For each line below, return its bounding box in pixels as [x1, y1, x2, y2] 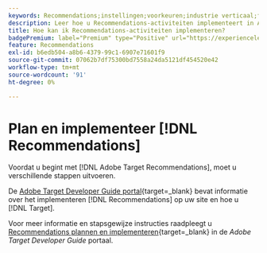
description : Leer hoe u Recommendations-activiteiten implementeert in [8, 19, 254, 27]
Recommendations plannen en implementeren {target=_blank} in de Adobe [8, 228, 252, 237]
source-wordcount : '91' [8, 71, 87, 79]
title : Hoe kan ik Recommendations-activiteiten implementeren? [8, 26, 226, 34]
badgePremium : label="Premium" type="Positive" [8, 33, 169, 42]
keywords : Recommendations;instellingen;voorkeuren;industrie [8, 11, 219, 20]
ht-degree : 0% [8, 78, 56, 86]
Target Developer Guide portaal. [8, 235, 114, 245]
